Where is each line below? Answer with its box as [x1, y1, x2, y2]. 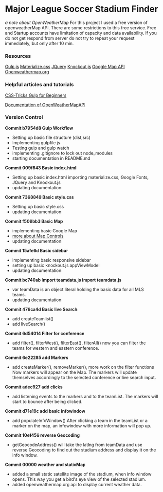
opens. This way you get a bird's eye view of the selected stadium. [12, 476, 146, 482]
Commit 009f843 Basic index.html [5, 165, 77, 171]
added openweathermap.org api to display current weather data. [12, 481, 142, 487]
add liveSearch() [12, 321, 45, 327]
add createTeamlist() [12, 315, 54, 321]
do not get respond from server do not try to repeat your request [5, 35, 135, 41]
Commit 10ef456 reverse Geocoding [5, 432, 80, 438]
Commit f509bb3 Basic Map [5, 218, 63, 224]
